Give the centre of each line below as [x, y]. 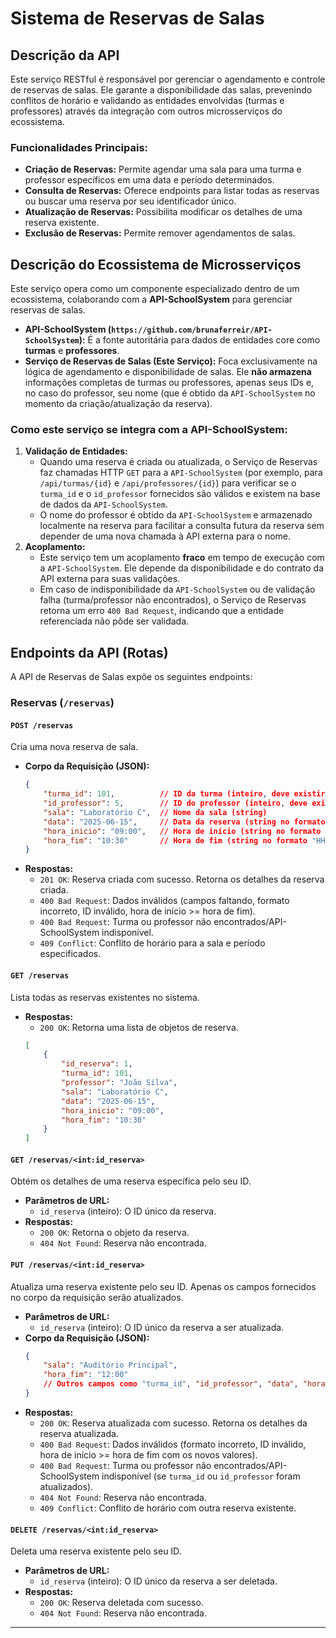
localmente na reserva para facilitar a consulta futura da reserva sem [182, 526]
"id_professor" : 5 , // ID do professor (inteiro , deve [175, 803]
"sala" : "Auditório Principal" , [110, 1365]
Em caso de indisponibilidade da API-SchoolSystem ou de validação [177, 589]
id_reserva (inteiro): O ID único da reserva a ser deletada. [158, 1581]
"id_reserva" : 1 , [97, 1064]
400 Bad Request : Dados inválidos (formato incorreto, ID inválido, [173, 1444]
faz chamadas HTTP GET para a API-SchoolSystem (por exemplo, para [181, 473]
